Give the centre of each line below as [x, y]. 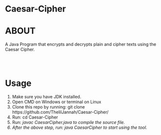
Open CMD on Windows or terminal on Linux [56, 102]
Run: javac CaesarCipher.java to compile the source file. [68, 122]
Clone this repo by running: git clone [48, 107]
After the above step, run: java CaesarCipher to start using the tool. [80, 128]
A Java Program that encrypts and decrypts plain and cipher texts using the [81, 44]
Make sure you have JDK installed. [47, 97]
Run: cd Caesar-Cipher [35, 117]
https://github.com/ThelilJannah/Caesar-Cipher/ [60, 112]
